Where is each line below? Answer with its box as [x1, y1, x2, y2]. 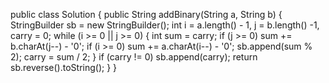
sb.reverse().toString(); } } [10, 62, 118, 73]
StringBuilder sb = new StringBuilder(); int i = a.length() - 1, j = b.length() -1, [10, 19, 320, 31]
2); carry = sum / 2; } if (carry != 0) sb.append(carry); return [10, 51, 258, 63]
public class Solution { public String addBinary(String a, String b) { [10, 9, 283, 20]
